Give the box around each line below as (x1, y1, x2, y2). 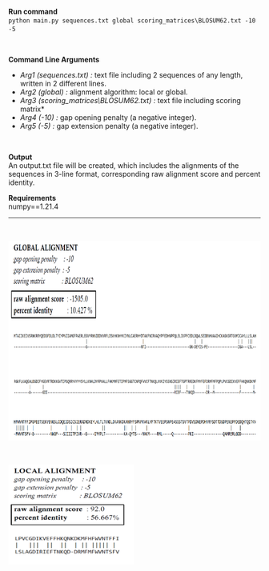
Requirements (8, 194, 57, 202)
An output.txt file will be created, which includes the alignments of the (8, 161, 239, 170)
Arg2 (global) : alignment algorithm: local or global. (19, 87, 188, 97)
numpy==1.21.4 (8, 202, 58, 211)
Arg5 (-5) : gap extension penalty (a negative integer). (19, 122, 199, 130)
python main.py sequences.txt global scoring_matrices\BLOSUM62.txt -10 (8, 17, 256, 25)
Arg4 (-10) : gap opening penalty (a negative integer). (19, 113, 197, 122)
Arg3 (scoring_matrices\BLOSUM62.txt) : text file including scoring (19, 96, 242, 105)
